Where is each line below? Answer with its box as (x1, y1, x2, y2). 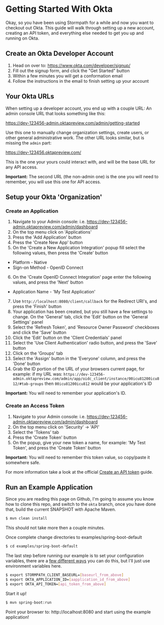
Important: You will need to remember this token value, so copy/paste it (5, 454, 150, 460)
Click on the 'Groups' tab (12, 350, 63, 356)
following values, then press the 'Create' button (12, 250, 108, 256)
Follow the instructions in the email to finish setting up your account (12, 78, 149, 84)
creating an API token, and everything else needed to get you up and (5, 30, 144, 36)
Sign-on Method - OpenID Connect (12, 264, 83, 270)
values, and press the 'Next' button (12, 279, 83, 285)
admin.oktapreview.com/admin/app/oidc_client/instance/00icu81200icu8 (12, 376, 160, 382)
